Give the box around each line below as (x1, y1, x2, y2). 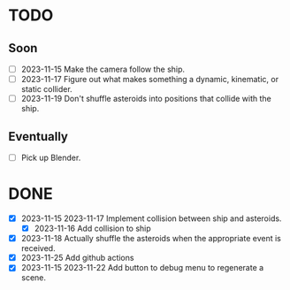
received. (20, 243, 56, 254)
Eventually (8, 129, 68, 144)
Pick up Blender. (20, 152, 81, 163)
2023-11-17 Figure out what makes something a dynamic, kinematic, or (20, 74, 279, 85)
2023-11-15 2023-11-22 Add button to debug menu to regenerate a (20, 263, 264, 273)
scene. (20, 272, 46, 283)
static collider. (20, 84, 72, 95)
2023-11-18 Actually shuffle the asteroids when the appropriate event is (20, 233, 282, 244)
